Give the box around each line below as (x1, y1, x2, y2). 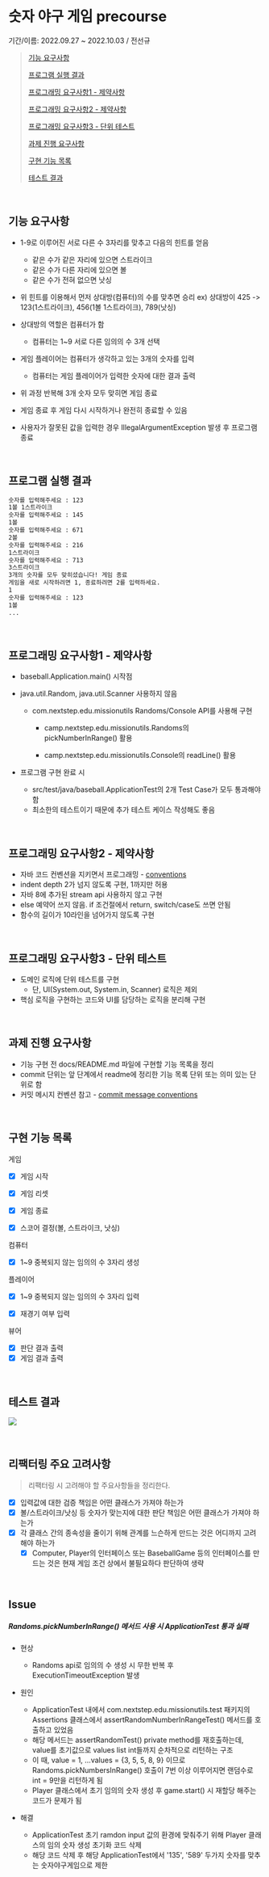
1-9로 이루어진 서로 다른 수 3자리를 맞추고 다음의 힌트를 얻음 (19, 238, 209, 247)
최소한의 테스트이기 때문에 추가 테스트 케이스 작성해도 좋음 (31, 805, 216, 814)
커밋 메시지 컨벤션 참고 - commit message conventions (19, 1089, 198, 1099)
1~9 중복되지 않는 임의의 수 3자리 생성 (19, 1257, 140, 1267)
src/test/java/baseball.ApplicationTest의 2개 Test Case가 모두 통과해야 (31, 785, 262, 794)
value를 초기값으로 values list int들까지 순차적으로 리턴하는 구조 (31, 1745, 234, 1755)
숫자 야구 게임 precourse (8, 7, 168, 26)
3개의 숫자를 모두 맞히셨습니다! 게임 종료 (8, 571, 128, 579)
